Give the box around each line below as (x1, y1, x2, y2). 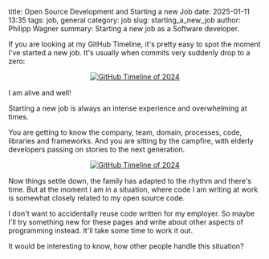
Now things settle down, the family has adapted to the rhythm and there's (8, 176, 251, 185)
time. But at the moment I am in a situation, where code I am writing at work (8, 184, 259, 194)
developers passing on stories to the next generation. (8, 144, 185, 154)
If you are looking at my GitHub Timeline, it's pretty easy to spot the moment (8, 39, 261, 49)
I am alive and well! (8, 88, 71, 97)
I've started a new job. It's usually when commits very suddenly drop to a (8, 48, 251, 57)
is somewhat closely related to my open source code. (8, 193, 185, 203)
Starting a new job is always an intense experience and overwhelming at (8, 103, 247, 113)
